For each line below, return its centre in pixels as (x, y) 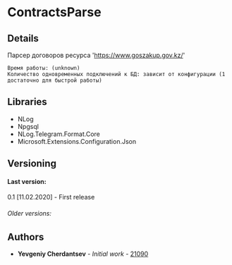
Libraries (27, 102)
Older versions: (29, 213)
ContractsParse (54, 12)
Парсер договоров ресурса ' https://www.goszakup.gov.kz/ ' (96, 55)
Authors (26, 237)
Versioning (32, 164)
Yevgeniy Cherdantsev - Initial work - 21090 (83, 254)
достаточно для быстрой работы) (55, 80)
